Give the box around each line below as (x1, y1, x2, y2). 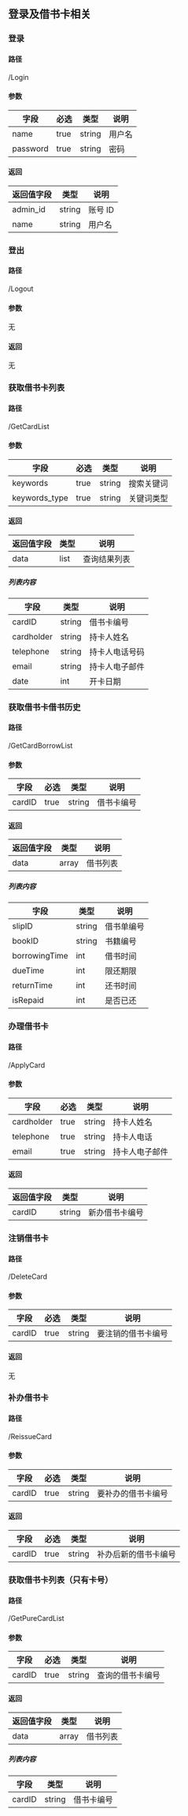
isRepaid (12, 995, 45, 1006)
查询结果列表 (83, 553, 131, 564)
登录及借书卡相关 (8, 7, 91, 21)
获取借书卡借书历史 (8, 702, 81, 713)
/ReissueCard (8, 1431, 53, 1441)
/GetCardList (8, 421, 50, 431)
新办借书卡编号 (88, 1207, 144, 1218)
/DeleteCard (8, 1272, 48, 1282)
